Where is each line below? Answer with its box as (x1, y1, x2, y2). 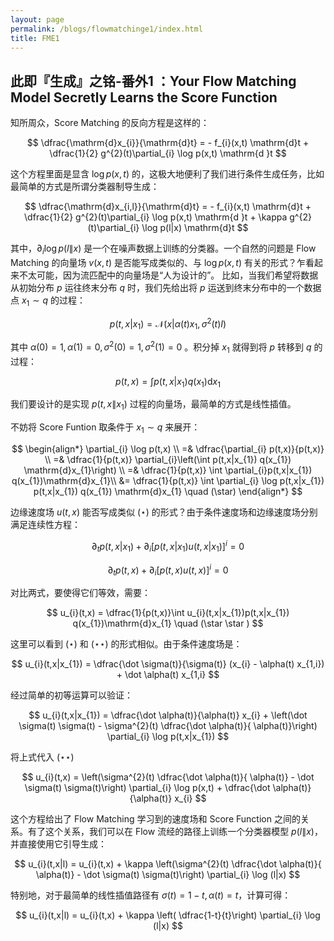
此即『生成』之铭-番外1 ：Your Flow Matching (10, 72, 297, 90)
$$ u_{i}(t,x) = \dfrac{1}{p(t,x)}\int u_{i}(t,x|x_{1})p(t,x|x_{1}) (46, 606, 290, 618)
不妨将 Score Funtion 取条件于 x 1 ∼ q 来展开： (10, 421, 201, 436)
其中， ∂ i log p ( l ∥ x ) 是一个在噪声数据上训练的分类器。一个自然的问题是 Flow (10, 242, 317, 256)
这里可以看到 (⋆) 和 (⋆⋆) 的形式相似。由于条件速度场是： (10, 637, 243, 650)
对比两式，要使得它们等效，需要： (10, 586, 151, 598)
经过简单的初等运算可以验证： (10, 689, 133, 701)
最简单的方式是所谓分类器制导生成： (10, 181, 160, 193)
